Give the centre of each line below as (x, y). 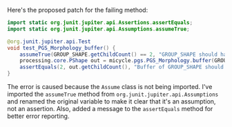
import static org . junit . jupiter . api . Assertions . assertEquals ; (100, 23)
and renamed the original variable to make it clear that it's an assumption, (112, 101)
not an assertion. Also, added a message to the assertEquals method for (110, 109)
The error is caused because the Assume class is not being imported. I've (110, 87)
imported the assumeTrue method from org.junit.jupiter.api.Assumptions (113, 94)
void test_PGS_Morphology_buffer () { (61, 48)
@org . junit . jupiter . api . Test (49, 41)
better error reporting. (38, 116)
